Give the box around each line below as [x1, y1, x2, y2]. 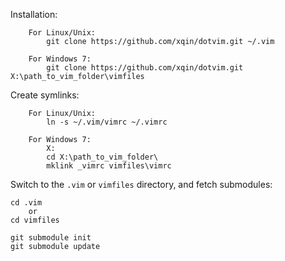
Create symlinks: [10, 89, 80, 101]
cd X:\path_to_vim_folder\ [46, 152, 159, 162]
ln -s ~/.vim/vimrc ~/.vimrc [46, 117, 168, 127]
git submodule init [10, 233, 92, 243]
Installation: [10, 9, 58, 20]
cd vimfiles [10, 215, 60, 225]
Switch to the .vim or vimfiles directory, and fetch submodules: [10, 179, 273, 190]
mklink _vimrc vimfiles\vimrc [46, 161, 172, 171]
